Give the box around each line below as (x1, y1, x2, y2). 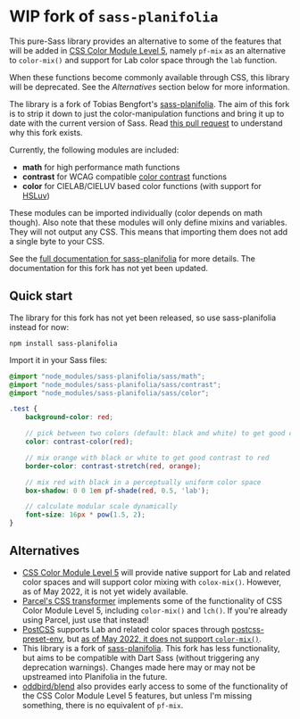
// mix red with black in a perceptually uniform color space (25, 477, 262, 487)
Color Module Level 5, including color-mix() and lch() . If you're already (21, 605, 288, 616)
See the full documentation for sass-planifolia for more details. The (9, 252, 256, 264)
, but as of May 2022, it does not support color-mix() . (62, 633, 262, 644)
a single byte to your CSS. (9, 236, 105, 246)
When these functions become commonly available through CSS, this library (9, 71, 290, 82)
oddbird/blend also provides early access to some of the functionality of (21, 681, 288, 691)
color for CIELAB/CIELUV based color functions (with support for (21, 180, 262, 191)
